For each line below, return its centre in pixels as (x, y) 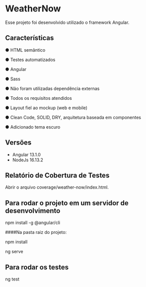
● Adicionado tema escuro (33, 127)
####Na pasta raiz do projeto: (36, 232)
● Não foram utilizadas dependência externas (52, 88)
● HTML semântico (25, 50)
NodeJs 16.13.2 (28, 160)
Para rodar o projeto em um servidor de (67, 203)
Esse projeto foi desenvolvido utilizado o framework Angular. (67, 22)
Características (30, 38)
